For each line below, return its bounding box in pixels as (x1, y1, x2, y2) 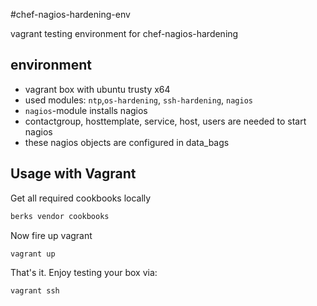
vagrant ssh (10, 286, 60, 296)
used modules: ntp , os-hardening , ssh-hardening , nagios (24, 94, 253, 106)
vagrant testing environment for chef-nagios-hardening (10, 28, 239, 39)
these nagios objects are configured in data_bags (24, 136, 230, 148)
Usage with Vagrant (10, 165, 137, 183)
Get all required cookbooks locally (10, 192, 152, 204)
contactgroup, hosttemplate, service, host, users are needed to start (24, 115, 307, 127)
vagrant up (10, 249, 56, 259)
